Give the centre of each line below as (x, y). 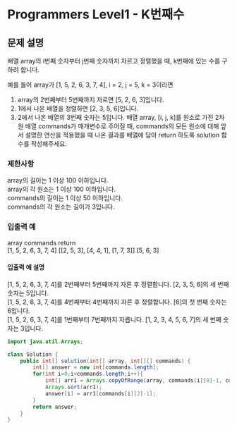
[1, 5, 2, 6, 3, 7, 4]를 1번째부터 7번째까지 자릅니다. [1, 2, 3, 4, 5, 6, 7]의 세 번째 (115, 319)
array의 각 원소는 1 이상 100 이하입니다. (62, 189)
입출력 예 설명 (26, 267)
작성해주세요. (49, 144)
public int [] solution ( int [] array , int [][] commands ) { (105, 361)
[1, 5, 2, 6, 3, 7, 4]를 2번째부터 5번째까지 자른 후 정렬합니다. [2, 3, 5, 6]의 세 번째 (118, 284)
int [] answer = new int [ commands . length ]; (96, 367)
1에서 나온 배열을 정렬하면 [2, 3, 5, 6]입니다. (78, 109)
